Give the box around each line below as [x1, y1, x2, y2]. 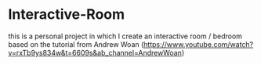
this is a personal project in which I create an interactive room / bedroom [8, 31, 243, 41]
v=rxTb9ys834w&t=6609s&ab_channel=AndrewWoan [8, 48, 183, 57]
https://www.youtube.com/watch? [143, 39, 254, 49]
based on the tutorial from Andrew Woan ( [8, 39, 144, 49]
